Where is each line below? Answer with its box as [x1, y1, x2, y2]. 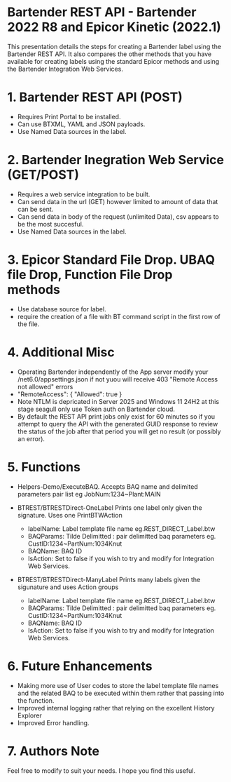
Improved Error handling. [17, 718, 90, 727]
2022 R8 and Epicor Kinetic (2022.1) [7, 19, 222, 35]
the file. [17, 320, 40, 328]
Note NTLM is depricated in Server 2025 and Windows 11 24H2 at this [17, 397, 219, 405]
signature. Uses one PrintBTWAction [17, 511, 122, 519]
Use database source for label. [17, 304, 106, 313]
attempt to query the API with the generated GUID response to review [17, 419, 218, 428]
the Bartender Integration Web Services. [7, 65, 124, 73]
